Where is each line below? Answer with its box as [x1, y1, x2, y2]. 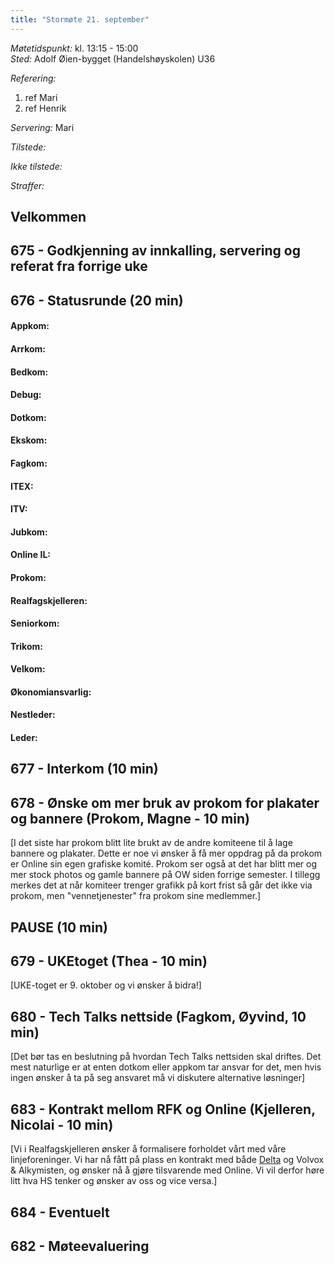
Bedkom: [10, 366, 49, 378]
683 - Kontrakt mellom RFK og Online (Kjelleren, [10, 1101, 316, 1118]
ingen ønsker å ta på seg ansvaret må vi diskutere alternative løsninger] [10, 1072, 306, 1084]
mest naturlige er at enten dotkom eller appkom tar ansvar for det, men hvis [10, 1061, 322, 1073]
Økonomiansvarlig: [10, 686, 92, 698]
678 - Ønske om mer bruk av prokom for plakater [10, 794, 320, 811]
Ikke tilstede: [10, 160, 63, 172]
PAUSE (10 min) [10, 919, 108, 936]
